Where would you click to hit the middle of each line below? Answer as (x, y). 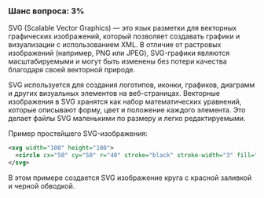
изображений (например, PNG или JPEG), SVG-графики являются (119, 53)
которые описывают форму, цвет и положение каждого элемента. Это (127, 110)
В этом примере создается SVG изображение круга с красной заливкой (130, 178)
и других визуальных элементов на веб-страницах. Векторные (114, 93)
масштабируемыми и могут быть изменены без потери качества (118, 61)
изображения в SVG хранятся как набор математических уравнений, (125, 102)
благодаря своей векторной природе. (72, 70)
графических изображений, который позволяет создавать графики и (124, 36)
